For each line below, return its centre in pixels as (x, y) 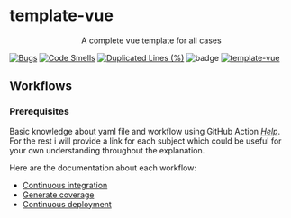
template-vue (62, 16)
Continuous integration (65, 185)
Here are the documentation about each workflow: (103, 168)
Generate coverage (58, 195)
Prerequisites (39, 111)
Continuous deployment (67, 204)
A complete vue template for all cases (151, 40)
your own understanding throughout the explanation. (107, 150)
